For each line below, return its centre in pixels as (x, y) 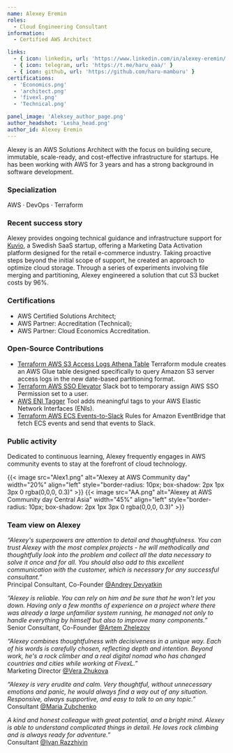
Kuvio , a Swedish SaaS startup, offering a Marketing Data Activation (105, 245)
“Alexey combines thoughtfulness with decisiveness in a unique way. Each (114, 641)
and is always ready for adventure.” (59, 735)
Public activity (32, 441)
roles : (17, 20)
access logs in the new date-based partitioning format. (96, 379)
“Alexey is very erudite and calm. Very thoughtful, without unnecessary (110, 685)
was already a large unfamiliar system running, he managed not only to (111, 613)
